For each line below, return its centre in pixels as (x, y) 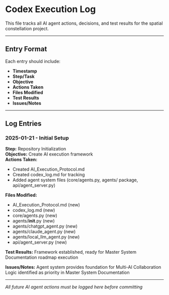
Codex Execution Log (51, 9)
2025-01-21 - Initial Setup (37, 138)
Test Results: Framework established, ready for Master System (71, 252)
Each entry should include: (33, 61)
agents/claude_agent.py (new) (44, 232)
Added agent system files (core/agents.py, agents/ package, (75, 180)
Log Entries (23, 124)
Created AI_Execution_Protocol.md (49, 169)
